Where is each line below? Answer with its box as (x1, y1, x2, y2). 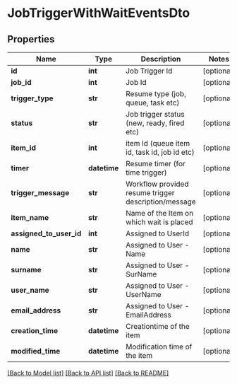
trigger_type (11, 93, 54, 103)
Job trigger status (126, 110, 185, 119)
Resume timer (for (126, 159, 186, 168)
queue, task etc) (126, 98, 180, 107)
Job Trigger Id (126, 66, 173, 76)
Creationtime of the (126, 322, 190, 331)
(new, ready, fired (126, 118, 185, 128)
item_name (11, 213, 49, 222)
